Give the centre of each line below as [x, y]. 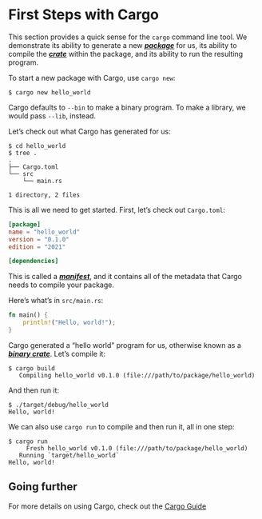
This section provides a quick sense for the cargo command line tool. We [128, 37]
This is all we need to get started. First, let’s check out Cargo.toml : [117, 210]
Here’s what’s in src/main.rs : [56, 301]
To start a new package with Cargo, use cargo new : [92, 78]
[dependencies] [34, 261]
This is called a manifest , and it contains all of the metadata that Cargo [125, 277]
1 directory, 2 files [44, 195]
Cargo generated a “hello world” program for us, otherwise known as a [125, 345]
